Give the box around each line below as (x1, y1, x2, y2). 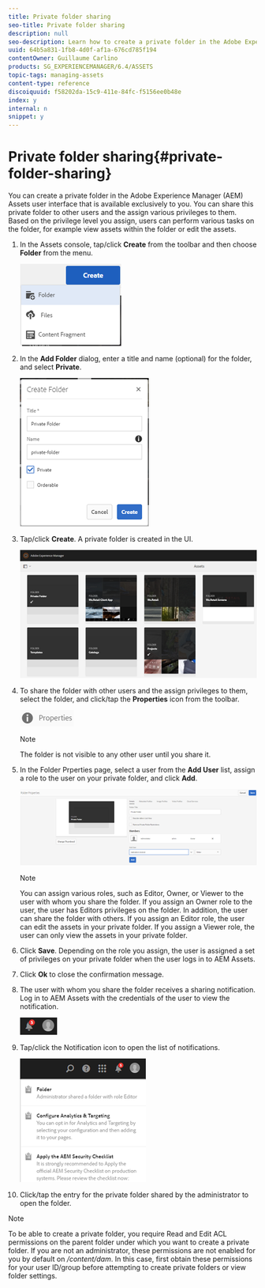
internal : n (8, 104, 47, 112)
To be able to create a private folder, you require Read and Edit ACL (8, 1229, 227, 1239)
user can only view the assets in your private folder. (19, 931, 188, 940)
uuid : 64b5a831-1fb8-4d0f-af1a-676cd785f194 (8, 46, 157, 55)
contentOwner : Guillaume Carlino (8, 55, 118, 62)
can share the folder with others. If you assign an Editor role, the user (19, 914, 245, 924)
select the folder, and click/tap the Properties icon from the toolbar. (19, 694, 240, 704)
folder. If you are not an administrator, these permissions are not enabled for (8, 1246, 256, 1256)
